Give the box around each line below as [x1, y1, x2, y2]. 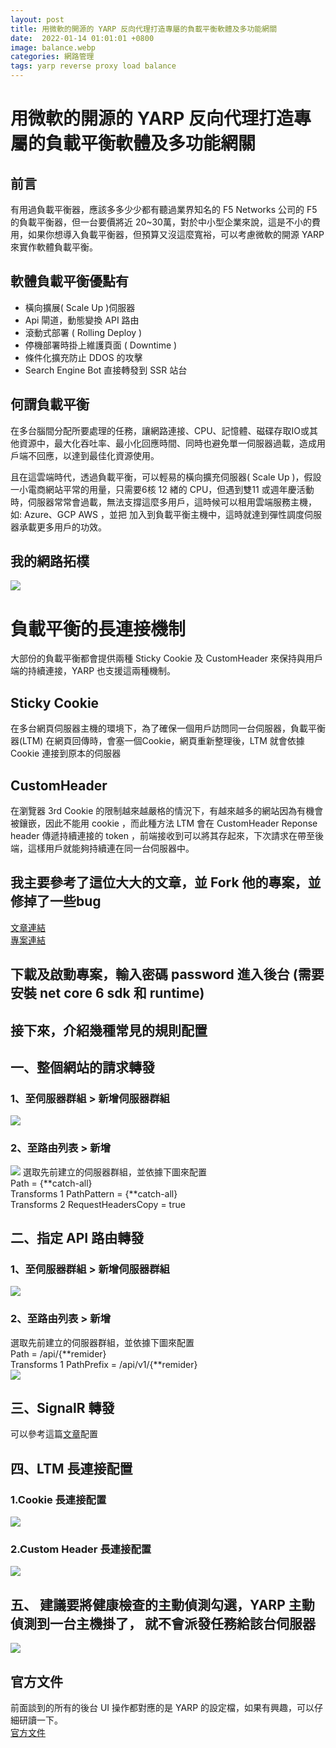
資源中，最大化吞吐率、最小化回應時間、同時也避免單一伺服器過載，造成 [18, 437, 317, 449]
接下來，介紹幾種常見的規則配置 [10, 1022, 208, 1039]
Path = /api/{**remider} [10, 1347, 107, 1360]
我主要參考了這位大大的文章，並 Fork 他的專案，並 [10, 874, 322, 891]
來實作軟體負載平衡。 [10, 241, 98, 253]
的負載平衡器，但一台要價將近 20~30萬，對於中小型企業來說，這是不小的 [10, 216, 312, 228]
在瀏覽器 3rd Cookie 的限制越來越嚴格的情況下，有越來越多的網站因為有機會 [10, 805, 324, 816]
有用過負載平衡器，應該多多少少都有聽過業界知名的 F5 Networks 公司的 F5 [10, 204, 318, 215]
